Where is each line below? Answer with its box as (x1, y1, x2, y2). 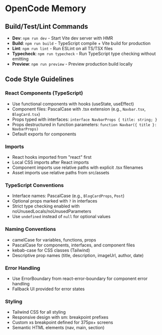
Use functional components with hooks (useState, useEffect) (12, 101, 134, 107)
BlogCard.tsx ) (12, 111, 40, 117)
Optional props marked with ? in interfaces (12, 198, 97, 204)
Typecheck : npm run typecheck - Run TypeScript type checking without (12, 51, 156, 56)
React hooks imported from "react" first (12, 154, 91, 160)
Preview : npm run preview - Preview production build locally (12, 61, 133, 67)
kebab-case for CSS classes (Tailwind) (12, 247, 90, 253)
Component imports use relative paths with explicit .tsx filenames (12, 164, 144, 170)
